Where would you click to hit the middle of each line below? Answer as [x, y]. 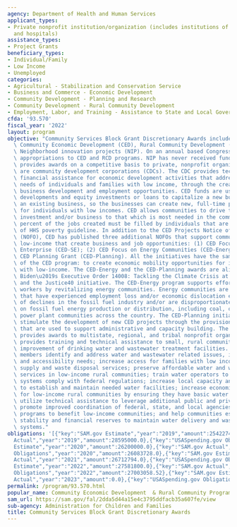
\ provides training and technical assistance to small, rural [108, 342]
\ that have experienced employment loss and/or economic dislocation [120, 296]
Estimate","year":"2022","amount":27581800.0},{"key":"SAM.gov [108, 466]
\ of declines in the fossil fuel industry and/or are [96, 303]
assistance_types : [34, 40]
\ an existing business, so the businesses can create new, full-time [120, 204]
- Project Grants [33, 47]
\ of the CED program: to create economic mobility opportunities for [120, 263]
